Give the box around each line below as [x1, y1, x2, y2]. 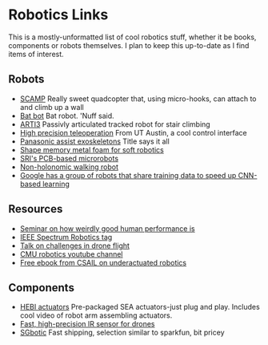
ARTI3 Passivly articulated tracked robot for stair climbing [19, 119, 210, 129]
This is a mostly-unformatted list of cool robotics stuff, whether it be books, [8, 32, 257, 42]
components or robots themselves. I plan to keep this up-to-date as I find [8, 40, 250, 50]
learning [42, 179, 70, 189]
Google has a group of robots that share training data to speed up [19, 170, 237, 180]
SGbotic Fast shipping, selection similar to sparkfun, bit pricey [19, 327, 226, 338]
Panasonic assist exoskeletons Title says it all [19, 136, 170, 146]
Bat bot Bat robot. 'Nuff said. [19, 111, 114, 120]
